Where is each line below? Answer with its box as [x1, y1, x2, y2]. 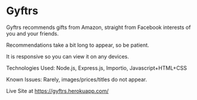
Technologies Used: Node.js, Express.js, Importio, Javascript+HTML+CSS [6, 64, 187, 72]
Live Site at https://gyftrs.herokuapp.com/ [6, 87, 109, 94]
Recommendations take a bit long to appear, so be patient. [6, 41, 149, 49]
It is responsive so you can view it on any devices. [6, 53, 129, 60]
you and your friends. [6, 30, 59, 37]
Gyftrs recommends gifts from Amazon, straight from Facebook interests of [6, 24, 191, 31]
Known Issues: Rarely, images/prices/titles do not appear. [6, 76, 148, 83]
